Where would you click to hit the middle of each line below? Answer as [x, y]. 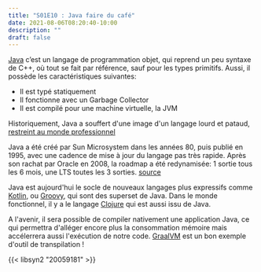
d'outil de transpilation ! [46, 244]
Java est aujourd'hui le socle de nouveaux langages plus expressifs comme [130, 187]
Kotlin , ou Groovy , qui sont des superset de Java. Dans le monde [113, 196]
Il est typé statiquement [58, 92]
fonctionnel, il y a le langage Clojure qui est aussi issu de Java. [110, 204]
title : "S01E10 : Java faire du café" [72, 15]
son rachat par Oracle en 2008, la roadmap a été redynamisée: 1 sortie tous [130, 164]
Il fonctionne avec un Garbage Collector [84, 100]
